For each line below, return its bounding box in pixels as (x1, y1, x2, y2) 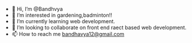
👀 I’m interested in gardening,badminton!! (11, 12, 112, 19)
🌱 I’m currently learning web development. (11, 18, 115, 24)
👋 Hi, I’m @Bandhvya (11, 6, 63, 12)
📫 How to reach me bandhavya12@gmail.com (11, 31, 125, 37)
